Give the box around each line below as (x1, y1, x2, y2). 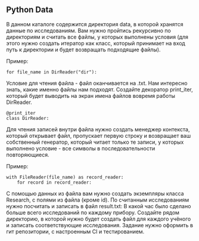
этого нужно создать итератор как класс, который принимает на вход (6, 39, 186, 47)
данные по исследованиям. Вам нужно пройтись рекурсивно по (6, 27, 171, 34)
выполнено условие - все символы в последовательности (6, 144, 156, 152)
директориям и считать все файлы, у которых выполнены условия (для (6, 33, 189, 41)
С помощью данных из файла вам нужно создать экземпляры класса (6, 190, 184, 197)
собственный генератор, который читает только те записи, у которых (6, 138, 184, 146)
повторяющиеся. (6, 151, 49, 158)
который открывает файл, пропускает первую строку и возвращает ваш (6, 132, 191, 139)
